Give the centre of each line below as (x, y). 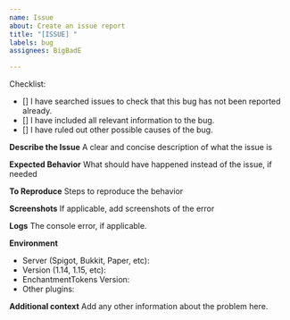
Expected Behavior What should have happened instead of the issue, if (141, 164)
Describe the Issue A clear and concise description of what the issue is (141, 147)
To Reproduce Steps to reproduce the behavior (96, 191)
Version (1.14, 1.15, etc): (64, 270)
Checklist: (28, 84)
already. (37, 111)
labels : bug (31, 42)
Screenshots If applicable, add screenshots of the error (112, 209)
